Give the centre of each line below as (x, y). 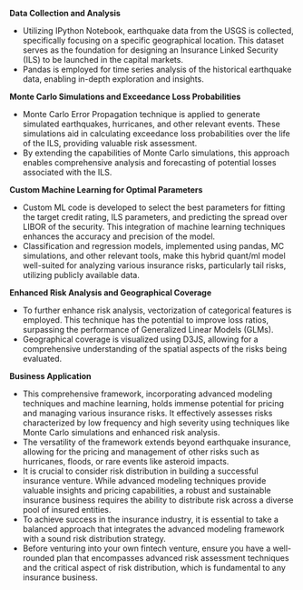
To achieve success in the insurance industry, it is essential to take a (151, 519)
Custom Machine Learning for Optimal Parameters (106, 190)
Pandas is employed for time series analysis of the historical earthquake (157, 69)
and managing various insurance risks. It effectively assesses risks (147, 413)
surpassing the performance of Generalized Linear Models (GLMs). (148, 330)
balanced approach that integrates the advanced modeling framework (153, 529)
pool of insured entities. (67, 510)
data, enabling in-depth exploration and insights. (113, 79)
